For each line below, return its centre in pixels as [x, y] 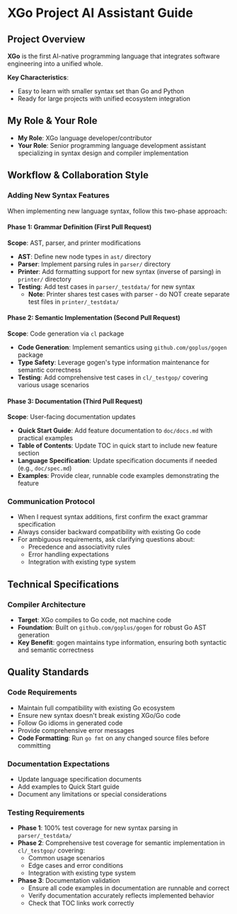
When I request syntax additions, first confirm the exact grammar [112, 517]
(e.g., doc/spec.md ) [45, 468]
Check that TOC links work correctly [81, 903]
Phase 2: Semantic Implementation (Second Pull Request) [94, 318]
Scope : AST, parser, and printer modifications [74, 243]
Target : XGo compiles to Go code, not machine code [94, 620]
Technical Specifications [63, 584]
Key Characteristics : [38, 77]
